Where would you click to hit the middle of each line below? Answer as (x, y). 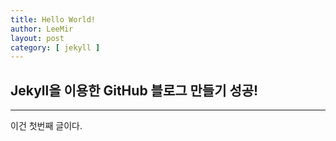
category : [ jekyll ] (55, 47)
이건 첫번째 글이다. (46, 126)
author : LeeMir (42, 29)
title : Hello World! (53, 19)
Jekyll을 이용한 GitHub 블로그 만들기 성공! (134, 90)
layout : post (37, 38)
